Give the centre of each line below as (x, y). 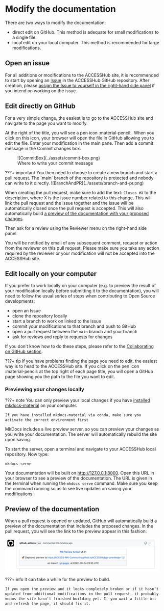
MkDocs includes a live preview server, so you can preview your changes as (82, 429)
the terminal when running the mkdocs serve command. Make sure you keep (82, 483)
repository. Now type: (27, 454)
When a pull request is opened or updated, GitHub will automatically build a (81, 521)
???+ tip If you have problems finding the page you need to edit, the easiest (81, 361)
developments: (20, 301)
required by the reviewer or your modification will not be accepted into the (80, 253)
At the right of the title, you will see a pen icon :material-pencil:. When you (80, 133)
